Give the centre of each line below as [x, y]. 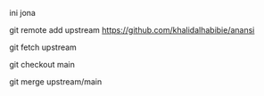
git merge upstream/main [56, 82]
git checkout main [42, 64]
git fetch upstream [43, 47]
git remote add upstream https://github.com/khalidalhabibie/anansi [132, 30]
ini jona [22, 13]
